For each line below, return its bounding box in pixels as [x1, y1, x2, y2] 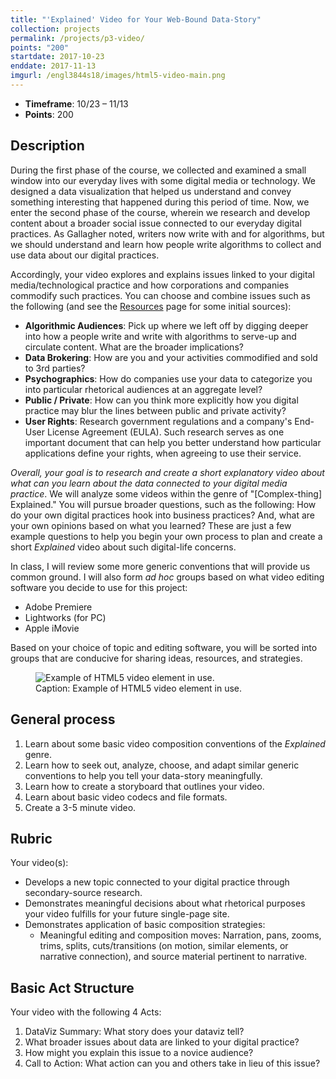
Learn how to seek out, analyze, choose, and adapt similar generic [24, 759, 300, 771]
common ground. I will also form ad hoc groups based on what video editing [10, 571, 325, 583]
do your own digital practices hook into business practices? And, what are [10, 509, 315, 521]
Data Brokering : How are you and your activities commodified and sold [24, 351, 318, 363]
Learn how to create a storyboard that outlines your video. [24, 780, 265, 792]
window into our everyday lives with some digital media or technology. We [10, 174, 316, 186]
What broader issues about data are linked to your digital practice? [24, 1036, 300, 1048]
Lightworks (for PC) [24, 611, 107, 623]
